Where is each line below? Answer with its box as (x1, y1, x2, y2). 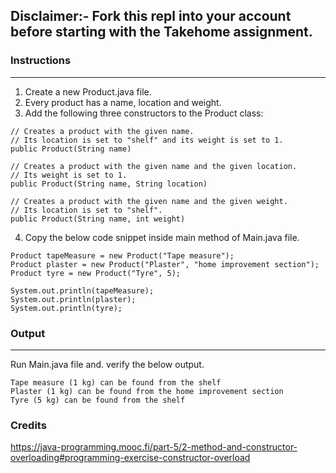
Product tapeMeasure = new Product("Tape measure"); (10, 250, 235, 261)
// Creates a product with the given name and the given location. (10, 161, 298, 171)
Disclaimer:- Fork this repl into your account (10, 8, 292, 25)
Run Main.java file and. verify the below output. (10, 358, 205, 370)
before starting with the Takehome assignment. (10, 24, 313, 41)
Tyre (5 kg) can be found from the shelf (10, 395, 186, 405)
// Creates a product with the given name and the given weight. (10, 196, 288, 206)
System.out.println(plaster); (10, 294, 137, 304)
